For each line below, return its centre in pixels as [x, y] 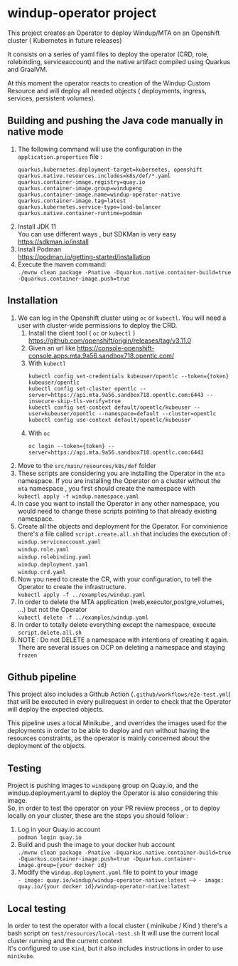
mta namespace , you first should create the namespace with [107, 488]
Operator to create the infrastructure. [72, 586]
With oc [39, 433]
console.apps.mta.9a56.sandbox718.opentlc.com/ [101, 355]
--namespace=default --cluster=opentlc [157, 414]
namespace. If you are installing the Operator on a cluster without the [119, 481]
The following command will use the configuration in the [100, 149]
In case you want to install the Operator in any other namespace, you [119, 503]
